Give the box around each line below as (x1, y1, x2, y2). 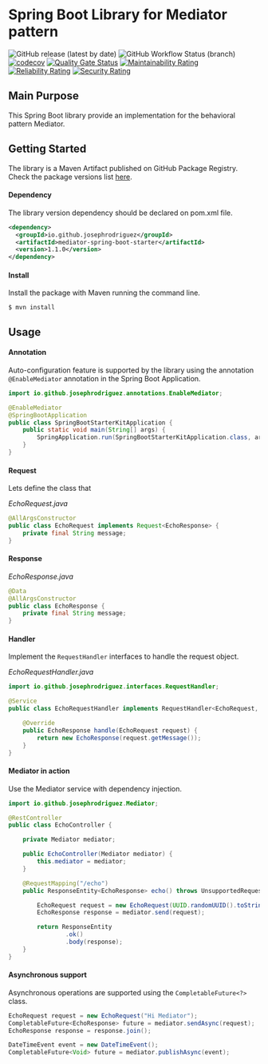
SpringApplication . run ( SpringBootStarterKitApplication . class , (37, 433, 251, 441)
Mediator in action (8, 766, 70, 776)
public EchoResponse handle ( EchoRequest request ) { (22, 726, 198, 735)
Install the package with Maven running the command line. (8, 288, 201, 297)
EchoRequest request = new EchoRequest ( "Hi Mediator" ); (8, 1011, 198, 1020)
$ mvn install (8, 304, 56, 312)
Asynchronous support (8, 970, 88, 980)
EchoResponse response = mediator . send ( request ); (37, 909, 205, 917)
